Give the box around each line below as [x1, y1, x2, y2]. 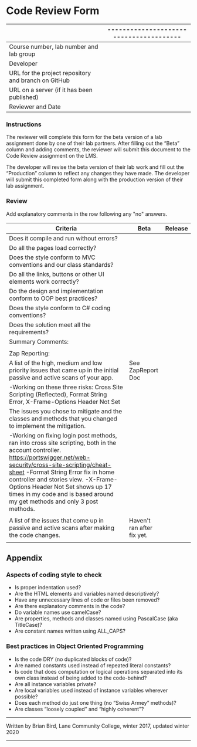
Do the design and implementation [9, 287, 104, 295]
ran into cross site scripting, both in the [9, 439, 117, 447]
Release [165, 224, 188, 232]
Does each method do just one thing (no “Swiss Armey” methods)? [14, 699, 177, 706]
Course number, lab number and [9, 42, 98, 50]
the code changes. [9, 531, 60, 539]
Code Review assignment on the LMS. [6, 152, 98, 159]
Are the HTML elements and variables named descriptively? [14, 590, 159, 597]
